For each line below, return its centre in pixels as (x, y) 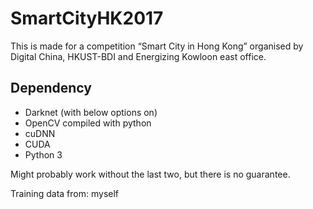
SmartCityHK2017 (87, 18)
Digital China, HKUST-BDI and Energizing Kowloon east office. (138, 56)
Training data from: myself (65, 193)
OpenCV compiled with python (88, 123)
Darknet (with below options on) (91, 112)
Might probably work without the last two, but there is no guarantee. (150, 174)
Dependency (51, 88)
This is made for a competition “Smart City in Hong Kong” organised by (157, 46)
